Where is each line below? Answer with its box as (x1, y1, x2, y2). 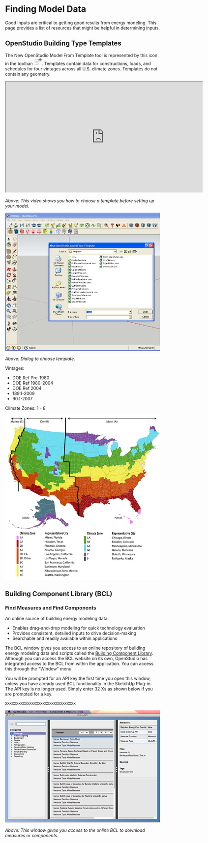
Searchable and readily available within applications (12, 635, 118, 641)
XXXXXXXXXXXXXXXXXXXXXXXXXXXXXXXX (5, 701, 76, 706)
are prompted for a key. (5, 691, 53, 697)
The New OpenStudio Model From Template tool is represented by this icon (5, 52, 158, 58)
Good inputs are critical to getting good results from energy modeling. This (5, 20, 157, 26)
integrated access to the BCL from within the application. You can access (5, 661, 154, 667)
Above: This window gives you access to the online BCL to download (5, 827, 145, 833)
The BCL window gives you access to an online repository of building (5, 645, 146, 651)
